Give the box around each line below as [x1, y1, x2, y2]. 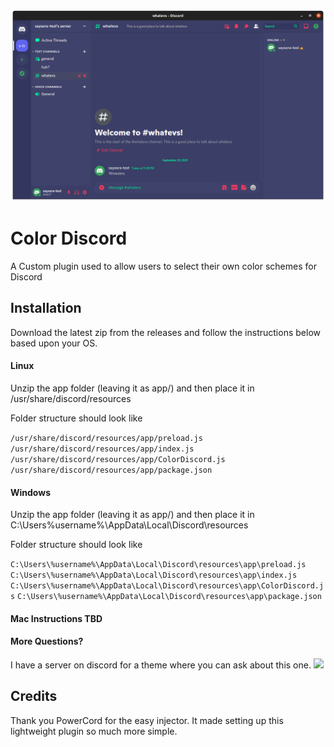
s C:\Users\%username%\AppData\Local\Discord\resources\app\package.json [10, 592, 322, 602]
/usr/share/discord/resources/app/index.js [10, 444, 195, 454]
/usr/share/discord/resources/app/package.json [10, 465, 213, 476]
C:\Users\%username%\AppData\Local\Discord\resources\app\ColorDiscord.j [10, 581, 325, 591]
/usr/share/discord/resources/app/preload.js [10, 434, 203, 444]
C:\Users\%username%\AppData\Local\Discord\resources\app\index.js [10, 570, 298, 581]
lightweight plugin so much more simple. [10, 725, 178, 737]
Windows [10, 486, 51, 498]
